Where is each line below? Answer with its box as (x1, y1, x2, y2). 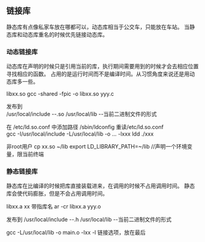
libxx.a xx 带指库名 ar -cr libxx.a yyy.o (6, 203, 101, 210)
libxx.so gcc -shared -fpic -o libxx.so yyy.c (6, 90, 114, 98)
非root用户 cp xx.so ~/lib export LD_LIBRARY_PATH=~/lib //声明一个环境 (6, 143, 187, 150)
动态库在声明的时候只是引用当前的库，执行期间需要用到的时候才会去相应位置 (6, 63, 199, 70)
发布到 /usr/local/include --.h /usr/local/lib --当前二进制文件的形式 (6, 216, 172, 223)
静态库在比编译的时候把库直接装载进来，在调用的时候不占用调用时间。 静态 (6, 182, 195, 189)
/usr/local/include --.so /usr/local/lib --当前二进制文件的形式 (6, 111, 157, 118)
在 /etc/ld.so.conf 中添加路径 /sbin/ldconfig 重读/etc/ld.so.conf (6, 123, 164, 131)
